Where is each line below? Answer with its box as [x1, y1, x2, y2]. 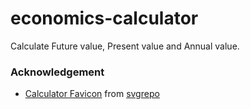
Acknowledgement [10, 65, 105, 79]
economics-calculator [10, 7, 199, 30]
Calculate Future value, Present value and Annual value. [10, 40, 240, 52]
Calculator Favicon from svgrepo [24, 88, 160, 100]
